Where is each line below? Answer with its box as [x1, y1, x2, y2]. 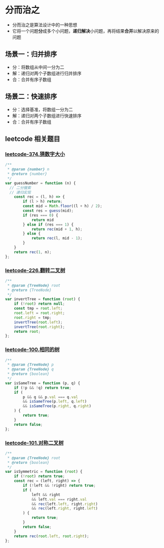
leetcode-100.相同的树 [5, 346, 60, 353]
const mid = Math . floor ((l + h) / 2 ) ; [23, 204, 102, 209]
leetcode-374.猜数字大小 [5, 150, 65, 157]
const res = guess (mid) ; [23, 208, 74, 213]
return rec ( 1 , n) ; [14, 249, 52, 255]
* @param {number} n [7, 167, 50, 172]
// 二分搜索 [9, 185, 31, 190]
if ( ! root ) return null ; [14, 301, 65, 307]
